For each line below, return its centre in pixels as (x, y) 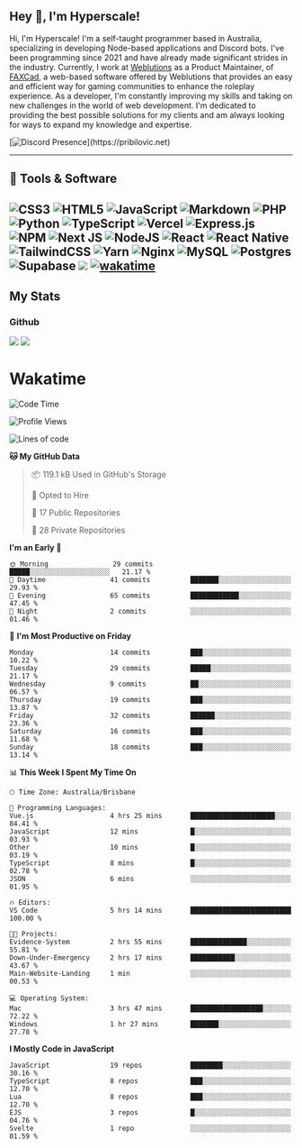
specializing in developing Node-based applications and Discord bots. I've (147, 48)
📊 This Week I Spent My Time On (73, 772)
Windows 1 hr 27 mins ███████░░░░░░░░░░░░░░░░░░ (151, 1025)
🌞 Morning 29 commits (81, 564)
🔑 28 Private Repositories (78, 530)
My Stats (35, 296)
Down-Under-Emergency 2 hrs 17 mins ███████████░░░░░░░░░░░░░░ (151, 958)
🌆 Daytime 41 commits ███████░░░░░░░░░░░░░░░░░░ (151, 580)
